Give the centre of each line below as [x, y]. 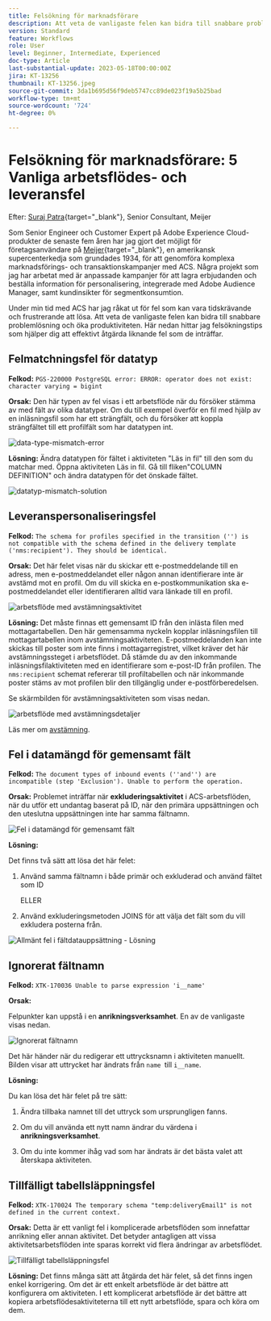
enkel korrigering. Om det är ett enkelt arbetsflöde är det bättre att [119, 1284]
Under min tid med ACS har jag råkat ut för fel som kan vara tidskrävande [130, 308]
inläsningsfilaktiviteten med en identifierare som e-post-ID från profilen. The [135, 665]
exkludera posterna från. [61, 925]
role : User [27, 46]
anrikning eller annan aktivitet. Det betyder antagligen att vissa [112, 1236]
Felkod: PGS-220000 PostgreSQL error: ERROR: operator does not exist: [130, 378]
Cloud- [238, 232]
